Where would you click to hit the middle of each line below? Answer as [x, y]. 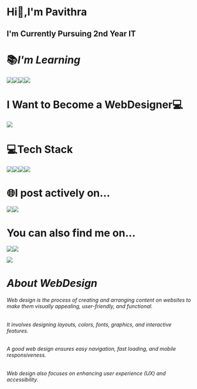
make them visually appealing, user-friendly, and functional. [80, 306]
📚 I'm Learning [44, 60]
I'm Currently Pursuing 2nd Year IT [72, 34]
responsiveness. [26, 355]
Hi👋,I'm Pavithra [47, 12]
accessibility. [23, 379]
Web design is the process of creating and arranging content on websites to [99, 300]
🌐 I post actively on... [58, 193]
